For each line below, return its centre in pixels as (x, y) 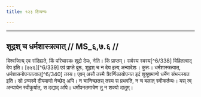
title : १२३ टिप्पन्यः (27, 12)
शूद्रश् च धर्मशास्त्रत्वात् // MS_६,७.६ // (63, 47)
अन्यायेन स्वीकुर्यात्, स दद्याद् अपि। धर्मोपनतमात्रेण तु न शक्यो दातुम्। (70, 87)
